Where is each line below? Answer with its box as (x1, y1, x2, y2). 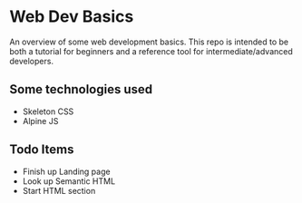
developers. (9, 55, 54, 66)
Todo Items (9, 142, 74, 158)
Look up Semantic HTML (22, 175, 116, 187)
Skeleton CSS (22, 106, 74, 117)
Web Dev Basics (9, 6, 134, 27)
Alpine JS (22, 115, 59, 126)
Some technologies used (9, 82, 153, 97)
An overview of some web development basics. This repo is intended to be (9, 36, 288, 47)
